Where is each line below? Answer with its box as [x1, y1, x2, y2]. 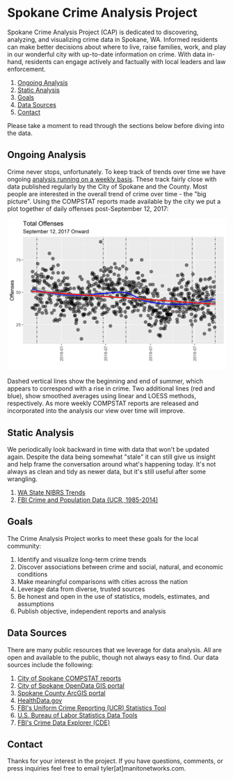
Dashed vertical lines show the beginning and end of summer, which [7, 377, 204, 386]
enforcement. [7, 65, 47, 73]
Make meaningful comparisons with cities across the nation [17, 577, 188, 585]
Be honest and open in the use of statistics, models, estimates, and [17, 592, 210, 600]
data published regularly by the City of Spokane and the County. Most [7, 182, 208, 191]
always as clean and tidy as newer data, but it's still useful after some [7, 468, 207, 476]
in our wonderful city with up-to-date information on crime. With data [7, 50, 206, 58]
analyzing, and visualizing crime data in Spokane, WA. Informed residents [7, 35, 218, 43]
